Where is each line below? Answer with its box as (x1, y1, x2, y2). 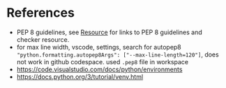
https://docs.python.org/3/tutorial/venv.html (16, 72, 144, 81)
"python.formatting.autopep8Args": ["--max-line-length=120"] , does (16, 50, 219, 59)
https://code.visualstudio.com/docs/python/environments (16, 65, 183, 73)
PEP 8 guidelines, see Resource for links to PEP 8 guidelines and (16, 28, 203, 36)
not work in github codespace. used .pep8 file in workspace (16, 57, 189, 66)
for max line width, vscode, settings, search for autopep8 (16, 43, 182, 51)
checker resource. (16, 35, 70, 43)
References (6, 5, 75, 21)
